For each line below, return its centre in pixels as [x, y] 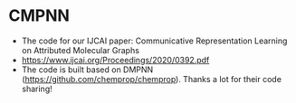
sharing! [37, 89]
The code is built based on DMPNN [87, 70]
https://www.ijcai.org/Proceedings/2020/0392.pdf [115, 60]
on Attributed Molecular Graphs [80, 50]
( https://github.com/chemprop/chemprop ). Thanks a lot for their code [152, 79]
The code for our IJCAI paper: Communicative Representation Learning [154, 41]
